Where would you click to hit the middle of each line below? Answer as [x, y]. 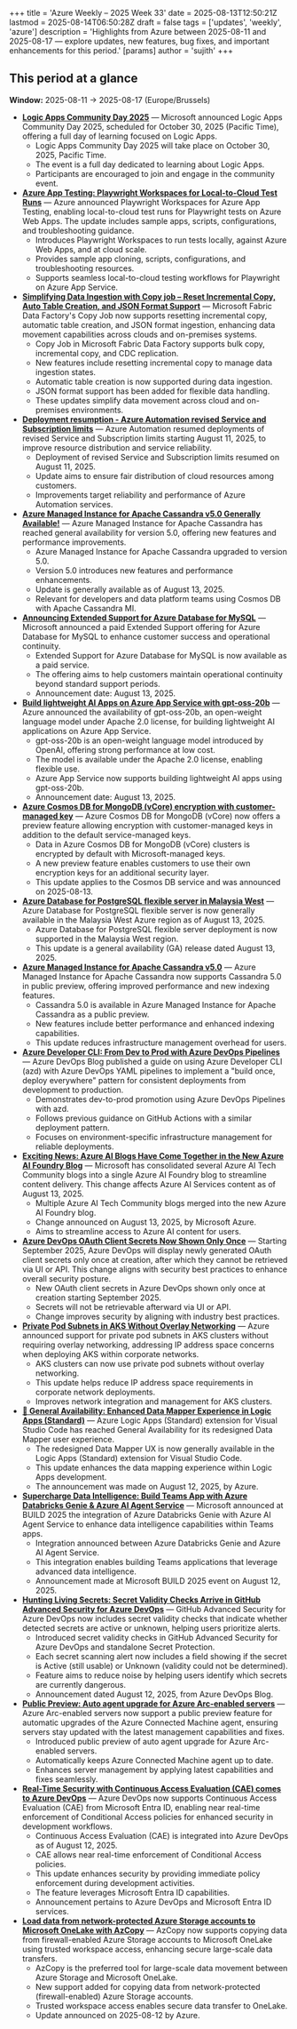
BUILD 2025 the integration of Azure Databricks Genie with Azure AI [147, 1514]
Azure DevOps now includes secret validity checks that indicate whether [155, 1618]
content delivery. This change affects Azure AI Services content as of [149, 1184]
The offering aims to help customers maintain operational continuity [159, 674]
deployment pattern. [73, 1127]
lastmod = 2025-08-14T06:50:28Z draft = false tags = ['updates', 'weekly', [145, 22]
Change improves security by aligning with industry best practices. [157, 1316]
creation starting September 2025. [98, 1298]
